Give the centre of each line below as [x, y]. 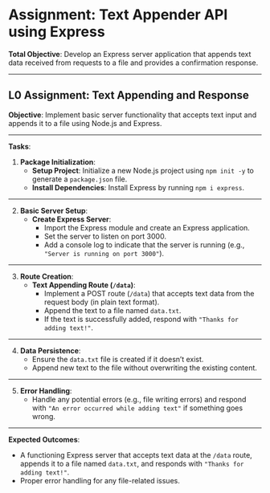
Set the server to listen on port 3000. [105, 236]
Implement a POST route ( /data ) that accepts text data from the [149, 293]
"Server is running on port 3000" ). [104, 253]
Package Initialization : [58, 161]
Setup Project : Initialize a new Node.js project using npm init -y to [143, 170]
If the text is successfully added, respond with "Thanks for [141, 319]
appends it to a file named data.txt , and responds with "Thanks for [132, 463]
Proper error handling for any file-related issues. [100, 480]
